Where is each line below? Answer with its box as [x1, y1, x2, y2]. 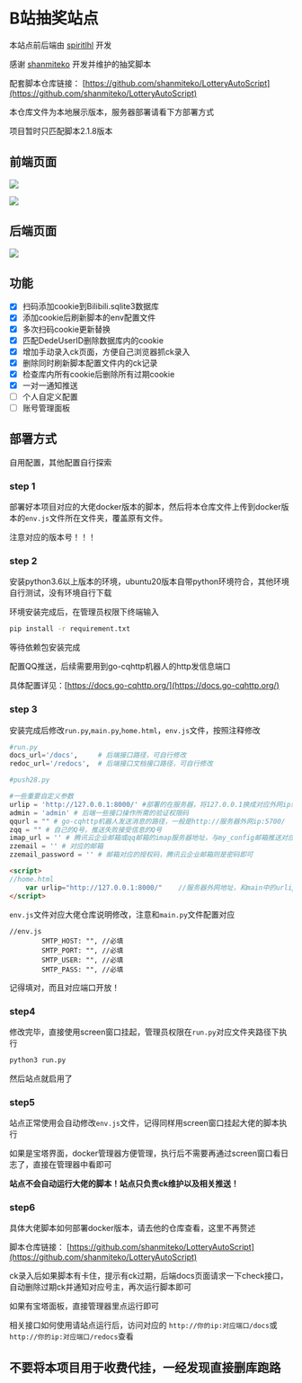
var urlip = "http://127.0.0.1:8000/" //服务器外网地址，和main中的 [25, 882, 277, 892]
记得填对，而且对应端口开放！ [9, 981, 120, 993]
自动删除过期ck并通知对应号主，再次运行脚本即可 [9, 1281, 191, 1292]
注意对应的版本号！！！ [9, 532, 96, 543]
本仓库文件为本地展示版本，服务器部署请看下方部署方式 [9, 106, 214, 117]
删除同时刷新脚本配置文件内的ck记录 [22, 357, 158, 368]
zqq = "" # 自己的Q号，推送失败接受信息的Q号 [9, 825, 163, 834]
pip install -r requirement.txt [9, 625, 130, 634]
